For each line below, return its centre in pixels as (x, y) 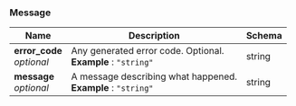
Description (154, 36)
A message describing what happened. (154, 76)
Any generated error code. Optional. (148, 51)
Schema (264, 36)
